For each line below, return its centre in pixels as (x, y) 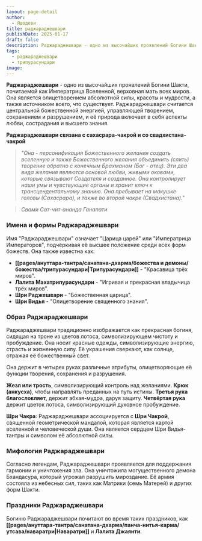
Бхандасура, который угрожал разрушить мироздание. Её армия (90, 477)
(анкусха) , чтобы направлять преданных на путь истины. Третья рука (97, 392)
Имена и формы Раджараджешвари (63, 225)
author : (16, 17)
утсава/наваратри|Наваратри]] (48, 531)
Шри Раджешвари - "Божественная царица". (73, 295)
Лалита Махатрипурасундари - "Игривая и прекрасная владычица (103, 282)
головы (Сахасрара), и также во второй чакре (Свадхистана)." (103, 198)
